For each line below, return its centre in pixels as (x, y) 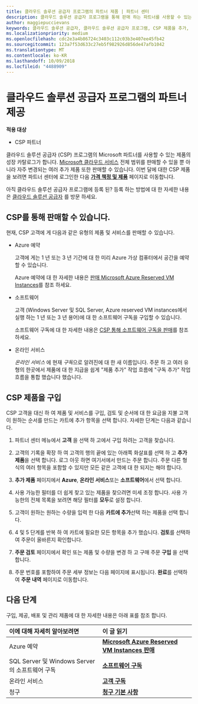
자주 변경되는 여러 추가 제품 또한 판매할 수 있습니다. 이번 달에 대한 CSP (98, 169)
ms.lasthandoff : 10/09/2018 (41, 61)
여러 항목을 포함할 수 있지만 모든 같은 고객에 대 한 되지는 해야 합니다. (104, 467)
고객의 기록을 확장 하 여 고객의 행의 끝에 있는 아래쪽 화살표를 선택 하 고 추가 (101, 453)
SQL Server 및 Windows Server (52, 661)
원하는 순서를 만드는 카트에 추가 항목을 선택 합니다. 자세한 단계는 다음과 (94, 420)
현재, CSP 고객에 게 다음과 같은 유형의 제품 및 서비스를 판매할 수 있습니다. (90, 233)
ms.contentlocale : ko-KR (37, 55)
